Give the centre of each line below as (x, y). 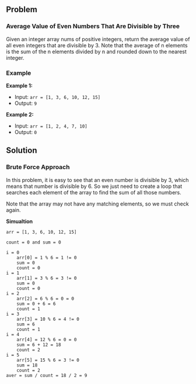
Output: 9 (25, 103)
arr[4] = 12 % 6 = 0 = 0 (47, 340)
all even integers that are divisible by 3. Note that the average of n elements (97, 45)
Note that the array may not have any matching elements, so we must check (97, 204)
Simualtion (20, 221)
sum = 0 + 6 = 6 (36, 304)
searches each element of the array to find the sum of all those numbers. (94, 192)
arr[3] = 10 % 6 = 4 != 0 (48, 319)
